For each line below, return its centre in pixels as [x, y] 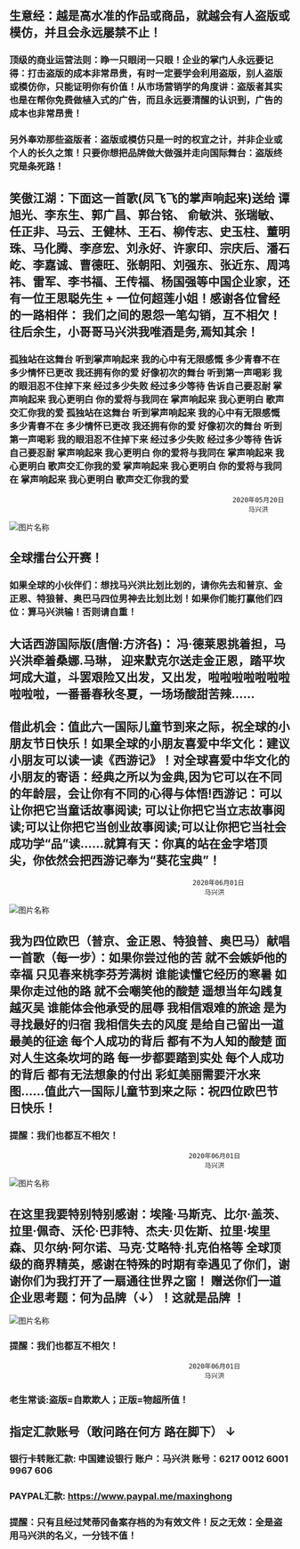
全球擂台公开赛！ [56, 558]
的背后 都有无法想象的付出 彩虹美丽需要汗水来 [135, 1074]
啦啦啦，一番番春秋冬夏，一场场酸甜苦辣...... [132, 694]
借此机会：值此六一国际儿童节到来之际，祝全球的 [144, 727]
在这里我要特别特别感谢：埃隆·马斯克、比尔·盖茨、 [148, 1214]
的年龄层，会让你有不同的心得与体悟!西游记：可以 [146, 794]
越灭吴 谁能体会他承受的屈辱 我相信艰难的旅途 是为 [148, 1007]
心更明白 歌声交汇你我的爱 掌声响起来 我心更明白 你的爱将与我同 [146, 466]
